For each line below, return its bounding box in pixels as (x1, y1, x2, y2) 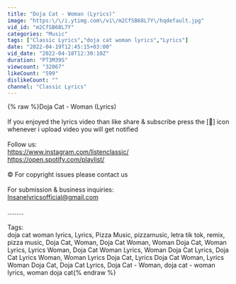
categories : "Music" (7, 30, 69, 38)
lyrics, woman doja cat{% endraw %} (7, 268, 117, 277)
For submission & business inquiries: (7, 185, 115, 194)
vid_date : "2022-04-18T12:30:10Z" (7, 50, 110, 58)
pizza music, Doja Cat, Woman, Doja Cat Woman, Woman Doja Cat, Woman (7, 239, 227, 247)
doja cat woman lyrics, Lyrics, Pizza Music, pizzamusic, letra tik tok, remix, (7, 231, 225, 239)
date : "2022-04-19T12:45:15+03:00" (7, 43, 113, 50)
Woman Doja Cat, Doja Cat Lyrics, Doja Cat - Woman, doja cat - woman (7, 261, 215, 270)
